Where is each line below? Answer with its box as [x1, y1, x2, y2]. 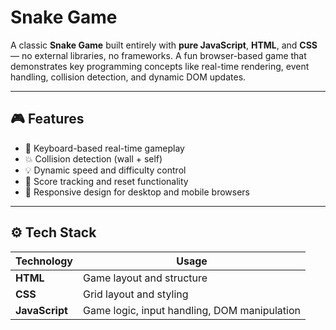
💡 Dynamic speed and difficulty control [24, 164, 187, 176]
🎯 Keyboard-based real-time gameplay [24, 142, 185, 154]
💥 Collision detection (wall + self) [24, 152, 163, 165]
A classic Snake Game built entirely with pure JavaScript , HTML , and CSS [10, 39, 318, 51]
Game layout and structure [83, 271, 208, 285]
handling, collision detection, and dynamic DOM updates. [10, 71, 247, 83]
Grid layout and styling [83, 287, 189, 301]
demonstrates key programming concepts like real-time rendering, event [10, 60, 310, 72]
